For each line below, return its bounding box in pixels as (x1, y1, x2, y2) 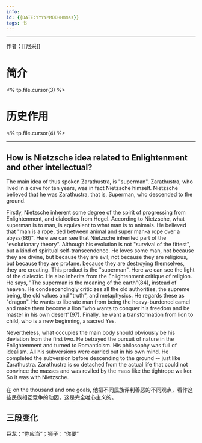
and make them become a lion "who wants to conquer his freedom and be (6, 305, 190, 312)
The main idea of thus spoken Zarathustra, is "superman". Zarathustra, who (6, 178, 194, 185)
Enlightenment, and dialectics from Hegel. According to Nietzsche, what (6, 215, 185, 222)
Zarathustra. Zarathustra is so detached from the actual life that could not (6, 361, 188, 368)
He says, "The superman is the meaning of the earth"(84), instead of (6, 279, 177, 286)
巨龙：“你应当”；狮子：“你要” (6, 430, 79, 437)
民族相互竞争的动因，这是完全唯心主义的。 (11, 394, 117, 401)
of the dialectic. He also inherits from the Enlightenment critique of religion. (6, 273, 192, 280)
